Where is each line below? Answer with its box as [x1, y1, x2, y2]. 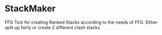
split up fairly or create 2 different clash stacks [4, 24, 100, 30]
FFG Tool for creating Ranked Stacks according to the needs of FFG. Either [4, 19, 158, 25]
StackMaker [4, 3, 56, 14]
